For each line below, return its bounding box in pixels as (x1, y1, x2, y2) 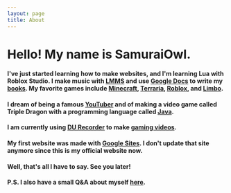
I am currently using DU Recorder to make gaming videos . (7, 123, 177, 131)
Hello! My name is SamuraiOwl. (7, 46, 191, 62)
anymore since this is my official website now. (7, 147, 143, 155)
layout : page (7, 10, 45, 17)
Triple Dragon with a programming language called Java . (7, 107, 174, 116)
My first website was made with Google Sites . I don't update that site (7, 139, 209, 147)
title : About (7, 17, 45, 24)
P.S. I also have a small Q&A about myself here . (7, 178, 146, 187)
